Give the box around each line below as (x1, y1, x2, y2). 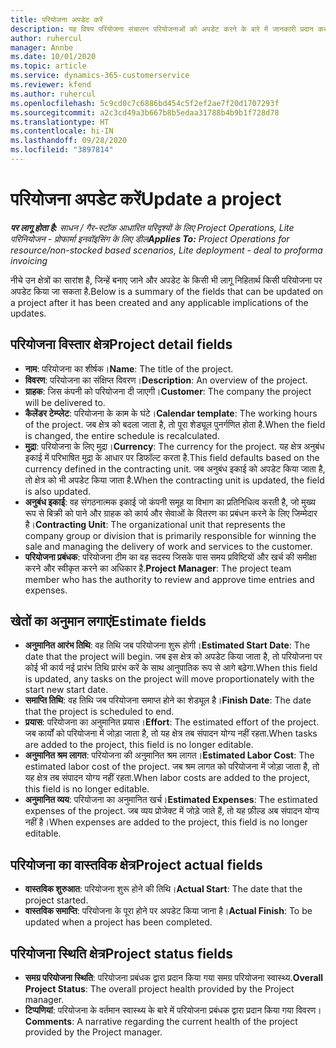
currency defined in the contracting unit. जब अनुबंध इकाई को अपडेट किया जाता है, (24, 462, 326, 475)
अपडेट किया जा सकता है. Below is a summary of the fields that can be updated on (10, 285, 324, 297)
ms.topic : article (10, 61, 87, 71)
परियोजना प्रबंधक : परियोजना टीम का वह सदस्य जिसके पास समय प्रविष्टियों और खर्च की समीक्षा (24, 551, 317, 563)
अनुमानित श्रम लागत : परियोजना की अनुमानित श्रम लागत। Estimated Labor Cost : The (24, 749, 315, 761)
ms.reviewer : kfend (10, 80, 92, 90)
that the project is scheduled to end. (24, 706, 175, 718)
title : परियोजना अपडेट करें (10, 14, 103, 25)
